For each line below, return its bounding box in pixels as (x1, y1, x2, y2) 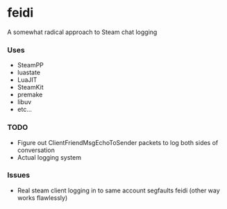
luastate (17, 68, 40, 77)
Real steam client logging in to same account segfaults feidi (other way (17, 186, 220, 194)
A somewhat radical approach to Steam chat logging (7, 28, 158, 36)
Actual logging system (17, 153, 82, 161)
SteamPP (17, 61, 44, 69)
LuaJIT (17, 76, 37, 84)
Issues (7, 170, 31, 180)
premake (17, 90, 43, 99)
